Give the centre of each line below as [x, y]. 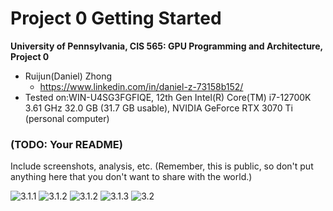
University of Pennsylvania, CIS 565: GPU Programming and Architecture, [166, 46]
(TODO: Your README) [66, 144]
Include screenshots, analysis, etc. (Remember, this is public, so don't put [162, 166]
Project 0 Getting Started [116, 18]
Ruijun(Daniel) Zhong [68, 76]
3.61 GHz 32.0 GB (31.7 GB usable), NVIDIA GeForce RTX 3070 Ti [158, 108]
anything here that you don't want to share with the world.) [131, 177]
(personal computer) [67, 118]
